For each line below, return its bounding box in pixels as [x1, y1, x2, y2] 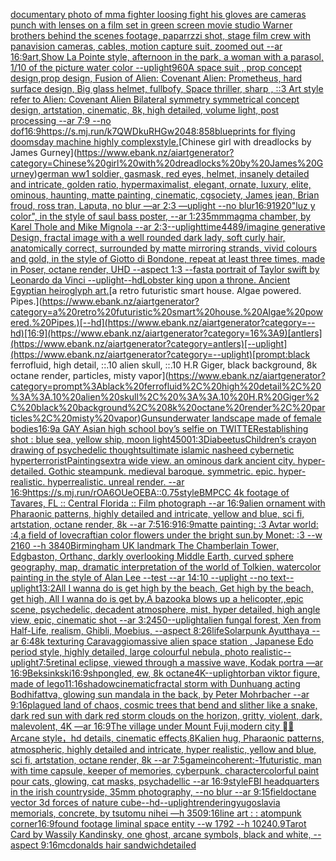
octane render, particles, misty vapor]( [10, 370, 169, 381]
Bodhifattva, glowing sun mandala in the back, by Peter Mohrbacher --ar [10, 689, 310, 700]
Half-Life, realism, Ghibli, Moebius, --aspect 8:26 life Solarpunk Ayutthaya [10, 625, 310, 636]
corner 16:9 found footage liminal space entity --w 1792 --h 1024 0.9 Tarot [10, 818, 307, 829]
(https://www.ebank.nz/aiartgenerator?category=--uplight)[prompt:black [10, 349, 311, 360]
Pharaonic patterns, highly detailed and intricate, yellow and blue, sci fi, [10, 508, 305, 519]
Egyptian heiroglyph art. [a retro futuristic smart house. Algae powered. [10, 285, 302, 296]
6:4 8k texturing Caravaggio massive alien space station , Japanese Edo [21, 635, 314, 647]
